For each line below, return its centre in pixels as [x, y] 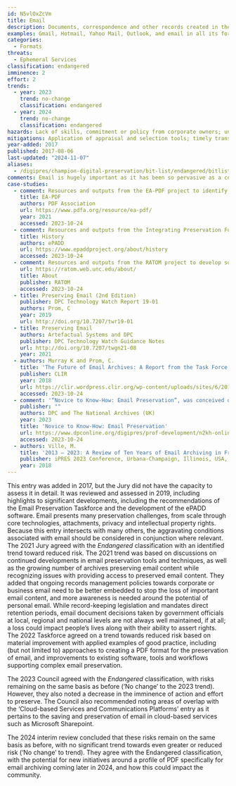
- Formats [28, 46]
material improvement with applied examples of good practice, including [112, 643]
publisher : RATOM [45, 282]
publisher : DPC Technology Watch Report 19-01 [89, 302]
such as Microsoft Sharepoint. [51, 724]
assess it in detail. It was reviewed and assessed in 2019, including [104, 493]
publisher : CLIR [44, 374]
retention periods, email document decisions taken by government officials [116, 613]
